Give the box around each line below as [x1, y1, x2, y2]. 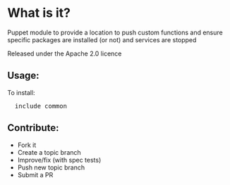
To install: [7, 88, 35, 96]
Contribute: [7, 122, 59, 134]
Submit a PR [17, 170, 54, 179]
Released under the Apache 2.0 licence [7, 49, 122, 58]
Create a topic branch [17, 148, 81, 156]
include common [14, 102, 67, 110]
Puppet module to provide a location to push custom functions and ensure [7, 28, 224, 37]
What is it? [7, 5, 71, 21]
